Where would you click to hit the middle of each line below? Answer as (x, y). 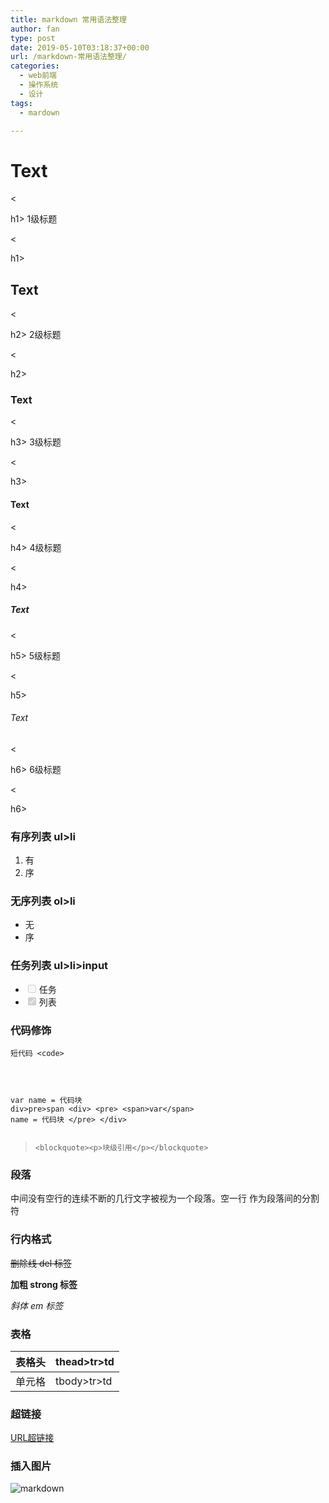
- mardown (39, 112)
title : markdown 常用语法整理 (68, 19)
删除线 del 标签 (41, 1263)
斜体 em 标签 (37, 1305)
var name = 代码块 (46, 1100)
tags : (21, 103)
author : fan (35, 29)
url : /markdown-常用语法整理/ (68, 57)
